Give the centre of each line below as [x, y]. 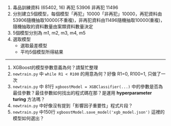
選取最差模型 [34, 45]
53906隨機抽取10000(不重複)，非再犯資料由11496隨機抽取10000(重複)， [89, 20]
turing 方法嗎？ [29, 99]
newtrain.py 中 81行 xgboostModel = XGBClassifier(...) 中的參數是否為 [88, 86]
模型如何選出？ [28, 118]
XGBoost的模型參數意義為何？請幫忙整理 [55, 67]
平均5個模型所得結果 [42, 52]
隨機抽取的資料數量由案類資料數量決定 [53, 26]
